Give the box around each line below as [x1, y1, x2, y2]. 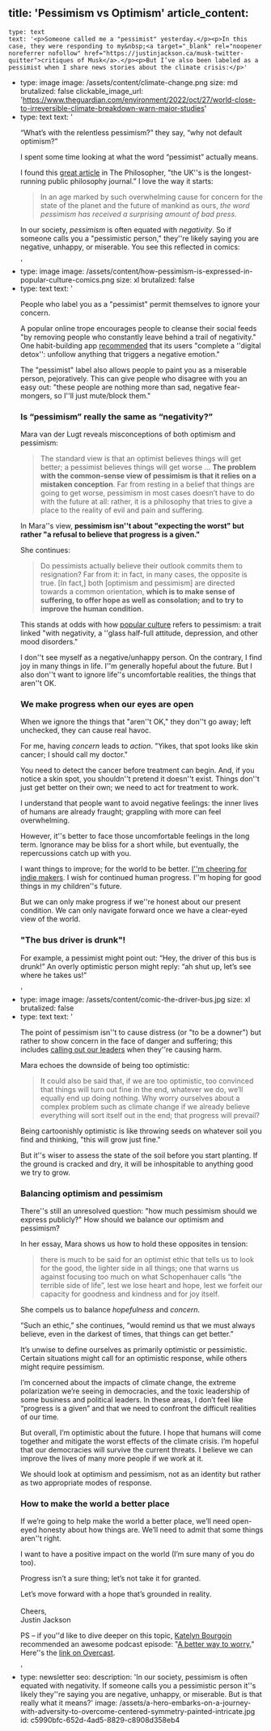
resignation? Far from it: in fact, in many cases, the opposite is [40, 570, 248, 580]
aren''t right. [19, 1533, 62, 1543]
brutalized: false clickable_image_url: [19, 86, 144, 96]
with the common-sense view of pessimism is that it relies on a [40, 471, 256, 481]
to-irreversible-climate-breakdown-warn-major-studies [19, 103, 205, 113]
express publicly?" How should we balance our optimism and [19, 1214, 224, 1224]
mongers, [19, 390, 53, 400]
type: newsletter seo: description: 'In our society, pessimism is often [19, 1672, 248, 1682]
